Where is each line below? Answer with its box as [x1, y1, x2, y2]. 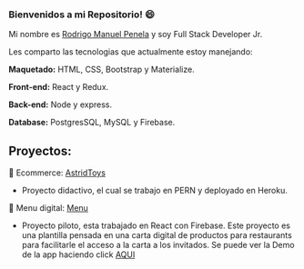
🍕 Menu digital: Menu [8, 203, 88, 214]
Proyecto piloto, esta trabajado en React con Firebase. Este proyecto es [21, 220, 290, 231]
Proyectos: [8, 143, 72, 158]
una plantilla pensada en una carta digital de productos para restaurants [21, 230, 292, 241]
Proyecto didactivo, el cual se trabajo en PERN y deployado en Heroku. [21, 185, 288, 196]
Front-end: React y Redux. [8, 82, 109, 93]
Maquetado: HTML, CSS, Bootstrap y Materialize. [8, 64, 195, 75]
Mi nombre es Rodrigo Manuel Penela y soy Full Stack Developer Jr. [8, 29, 263, 40]
